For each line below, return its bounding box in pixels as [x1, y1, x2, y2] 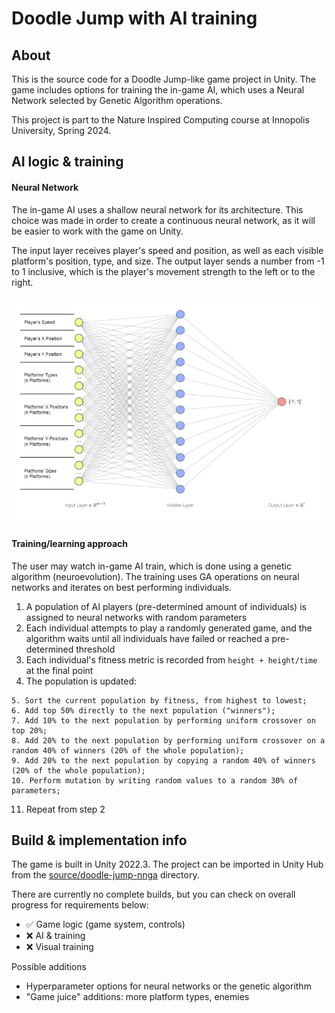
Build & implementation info [11, 832, 188, 849]
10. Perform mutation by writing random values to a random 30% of [11, 775, 299, 786]
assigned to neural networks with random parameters [25, 611, 248, 623]
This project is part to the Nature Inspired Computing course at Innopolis [11, 114, 310, 126]
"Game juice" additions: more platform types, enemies [25, 991, 250, 1003]
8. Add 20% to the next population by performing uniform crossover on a [11, 735, 326, 746]
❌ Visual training [25, 941, 94, 953]
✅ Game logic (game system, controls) [25, 918, 186, 931]
